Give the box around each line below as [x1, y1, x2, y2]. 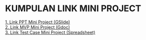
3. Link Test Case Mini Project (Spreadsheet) [5, 29, 96, 35]
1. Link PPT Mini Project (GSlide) [5, 19, 70, 25]
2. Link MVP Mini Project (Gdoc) [5, 24, 70, 30]
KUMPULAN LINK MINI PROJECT [5, 3, 142, 14]
